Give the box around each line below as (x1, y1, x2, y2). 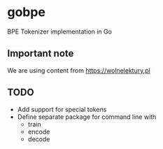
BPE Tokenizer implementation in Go (7, 27, 112, 36)
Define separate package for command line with (17, 113, 157, 121)
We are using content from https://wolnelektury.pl (7, 66, 150, 74)
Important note (7, 48, 74, 59)
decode (27, 134, 50, 143)
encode (27, 127, 50, 136)
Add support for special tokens (17, 105, 107, 113)
